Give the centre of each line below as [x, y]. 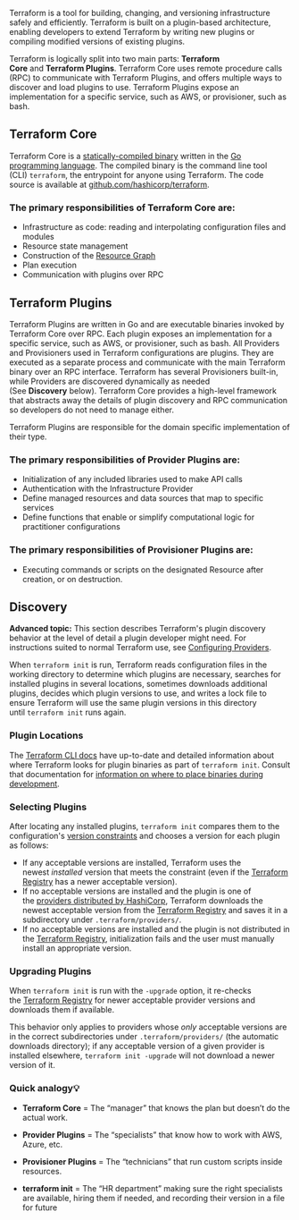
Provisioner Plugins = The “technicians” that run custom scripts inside [152, 1161]
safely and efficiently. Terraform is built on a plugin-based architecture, [140, 22]
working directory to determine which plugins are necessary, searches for [145, 674]
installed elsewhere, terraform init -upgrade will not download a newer [142, 1055]
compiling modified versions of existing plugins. [97, 41]
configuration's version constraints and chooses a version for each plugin [145, 835]
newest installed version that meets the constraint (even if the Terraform [155, 872]
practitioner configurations [71, 527]
